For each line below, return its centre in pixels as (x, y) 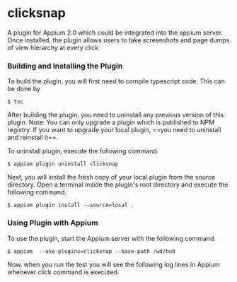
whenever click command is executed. (63, 272)
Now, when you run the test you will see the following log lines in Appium (114, 264)
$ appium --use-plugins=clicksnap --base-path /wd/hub (91, 251)
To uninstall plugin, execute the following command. (83, 151)
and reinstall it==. (33, 137)
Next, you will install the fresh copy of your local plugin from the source (111, 177)
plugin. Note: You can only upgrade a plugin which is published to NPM (111, 122)
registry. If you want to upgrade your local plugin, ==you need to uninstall (114, 130)
